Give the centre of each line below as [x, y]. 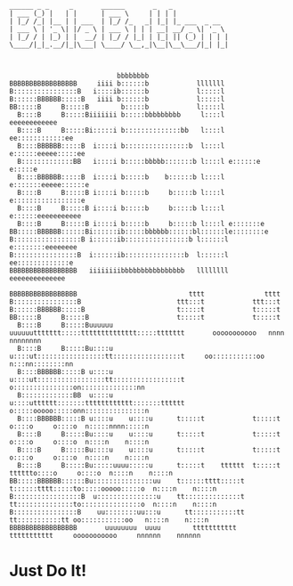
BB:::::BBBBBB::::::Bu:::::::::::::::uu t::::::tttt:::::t [127, 481]
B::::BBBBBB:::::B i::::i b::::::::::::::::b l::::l [121, 146]
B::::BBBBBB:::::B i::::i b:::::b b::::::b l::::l [121, 177]
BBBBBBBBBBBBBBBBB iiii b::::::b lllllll [117, 84]
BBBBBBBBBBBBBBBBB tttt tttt [145, 294]
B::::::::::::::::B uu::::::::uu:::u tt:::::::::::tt [127, 512]
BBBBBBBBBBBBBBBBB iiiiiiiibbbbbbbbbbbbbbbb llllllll [119, 271]
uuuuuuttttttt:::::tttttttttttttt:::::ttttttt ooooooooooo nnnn [147, 333]
